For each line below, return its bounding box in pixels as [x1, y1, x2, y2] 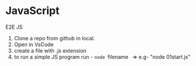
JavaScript [5, 4, 60, 18]
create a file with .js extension [13, 47, 86, 54]
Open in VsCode [13, 41, 54, 48]
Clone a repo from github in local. [13, 34, 95, 41]
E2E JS [5, 23, 23, 30]
